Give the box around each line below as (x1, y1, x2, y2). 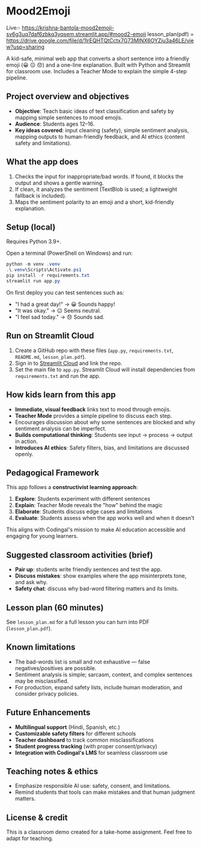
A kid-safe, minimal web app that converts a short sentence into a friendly (6, 55, 190, 62)
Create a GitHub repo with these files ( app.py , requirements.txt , (14, 347, 174, 354)
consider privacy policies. (14, 690, 79, 697)
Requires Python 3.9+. (6, 238, 62, 245)
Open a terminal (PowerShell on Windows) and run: (6, 249, 133, 257)
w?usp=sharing (6, 43, 45, 50)
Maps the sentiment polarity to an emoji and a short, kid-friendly (14, 198, 175, 206)
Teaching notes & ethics (6, 766, 98, 776)
